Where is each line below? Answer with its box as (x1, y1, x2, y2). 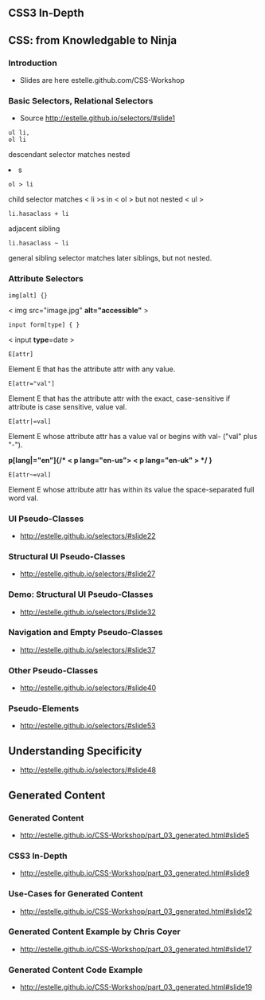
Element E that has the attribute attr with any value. (8, 364, 176, 374)
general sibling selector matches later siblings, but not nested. (8, 253, 212, 263)
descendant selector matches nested (8, 150, 131, 159)
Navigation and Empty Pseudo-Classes (8, 627, 163, 638)
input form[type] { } (8, 320, 80, 329)
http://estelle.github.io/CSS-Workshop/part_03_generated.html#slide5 (19, 830, 250, 840)
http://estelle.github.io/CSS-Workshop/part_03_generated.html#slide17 (19, 944, 252, 954)
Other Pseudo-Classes (8, 665, 99, 676)
